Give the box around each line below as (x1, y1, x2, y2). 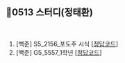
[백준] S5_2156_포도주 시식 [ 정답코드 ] (15, 39, 119, 48)
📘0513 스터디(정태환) (6, 6, 94, 19)
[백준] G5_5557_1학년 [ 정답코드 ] (15, 48, 102, 57)
